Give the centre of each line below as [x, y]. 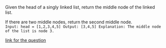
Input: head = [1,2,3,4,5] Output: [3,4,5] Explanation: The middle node [83, 27]
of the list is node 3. [30, 31]
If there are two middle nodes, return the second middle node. [69, 22]
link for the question [26, 40]
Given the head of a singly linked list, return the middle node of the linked [80, 7]
